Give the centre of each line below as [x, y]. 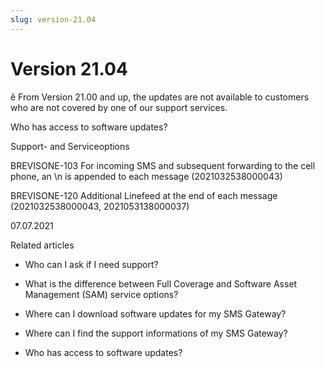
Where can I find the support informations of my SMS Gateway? [156, 333]
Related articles [42, 245]
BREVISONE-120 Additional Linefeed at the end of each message [144, 195]
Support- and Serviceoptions [70, 146]
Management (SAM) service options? [101, 294]
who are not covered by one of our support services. [119, 107]
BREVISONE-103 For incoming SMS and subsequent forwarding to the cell [163, 165]
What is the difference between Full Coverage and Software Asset [161, 283]
